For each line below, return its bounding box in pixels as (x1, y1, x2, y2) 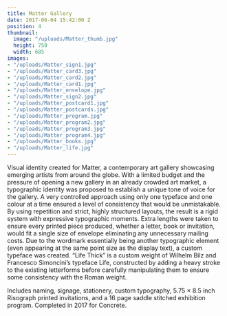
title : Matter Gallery (7, 10, 72, 17)
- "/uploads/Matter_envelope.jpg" (7, 87, 107, 94)
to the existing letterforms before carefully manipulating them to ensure (7, 266, 210, 274)
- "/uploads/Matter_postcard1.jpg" (7, 100, 109, 107)
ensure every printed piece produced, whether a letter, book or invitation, (7, 222, 215, 230)
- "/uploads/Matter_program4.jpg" (7, 131, 107, 138)
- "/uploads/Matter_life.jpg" (7, 145, 94, 151)
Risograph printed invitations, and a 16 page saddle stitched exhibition (7, 294, 206, 302)
